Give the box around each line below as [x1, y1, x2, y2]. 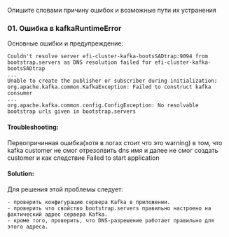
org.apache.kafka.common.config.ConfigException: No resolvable [7, 102, 199, 109]
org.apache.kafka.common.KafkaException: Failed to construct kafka [7, 83, 211, 90]
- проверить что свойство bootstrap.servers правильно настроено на [7, 205, 211, 212]
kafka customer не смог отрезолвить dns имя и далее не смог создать [7, 146, 218, 154]
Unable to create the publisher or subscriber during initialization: [7, 77, 218, 85]
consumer [7, 90, 33, 97]
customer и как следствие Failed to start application [7, 154, 160, 162]
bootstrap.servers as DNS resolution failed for [7, 59, 152, 66]
